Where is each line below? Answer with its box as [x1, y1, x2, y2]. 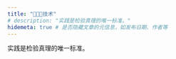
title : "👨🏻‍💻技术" [7, 10, 57, 18]
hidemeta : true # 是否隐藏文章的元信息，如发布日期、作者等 [7, 23, 168, 31]
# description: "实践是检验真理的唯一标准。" [7, 17, 131, 24]
